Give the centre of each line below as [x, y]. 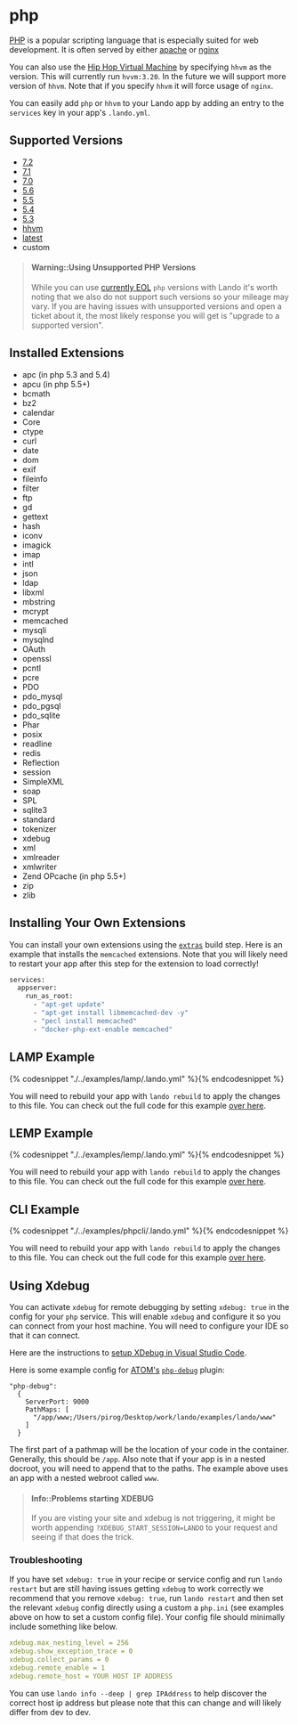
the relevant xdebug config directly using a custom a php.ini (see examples [147, 1607]
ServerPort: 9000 [57, 1402]
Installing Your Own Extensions [98, 923]
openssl [36, 658]
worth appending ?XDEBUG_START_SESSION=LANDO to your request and [154, 1527]
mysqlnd [38, 639]
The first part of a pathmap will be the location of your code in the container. [149, 1449]
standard [39, 819]
